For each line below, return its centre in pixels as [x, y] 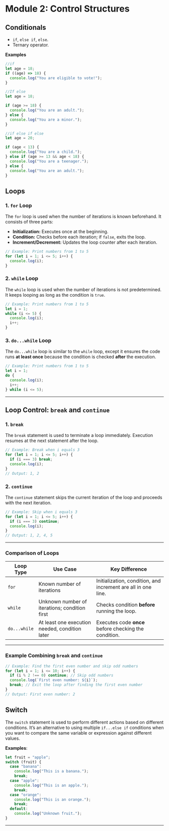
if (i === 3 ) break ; [31, 460]
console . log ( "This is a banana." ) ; [52, 771]
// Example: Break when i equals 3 [43, 450]
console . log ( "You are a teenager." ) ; [49, 161]
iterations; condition [62, 608]
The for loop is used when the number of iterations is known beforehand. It [83, 216]
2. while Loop [22, 279]
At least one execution [65, 623]
